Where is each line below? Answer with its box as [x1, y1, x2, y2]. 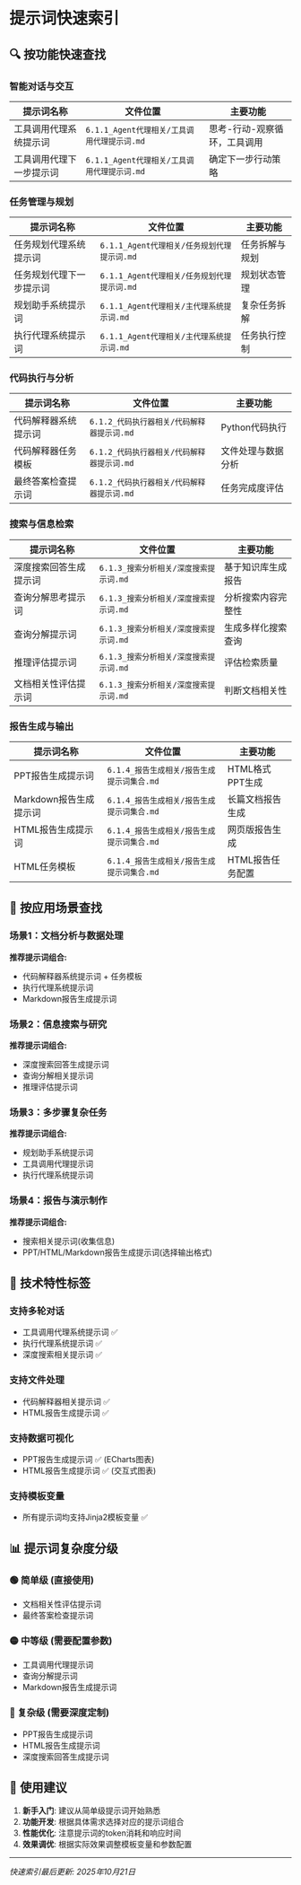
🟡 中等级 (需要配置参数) [9, 1635, 113, 1647]
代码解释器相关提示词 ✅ [21, 1396, 110, 1407]
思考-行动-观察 [209, 122, 275, 135]
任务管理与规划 [9, 195, 74, 207]
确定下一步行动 [209, 153, 272, 165]
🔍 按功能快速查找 [9, 47, 107, 62]
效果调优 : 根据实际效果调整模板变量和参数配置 [21, 1839, 193, 1850]
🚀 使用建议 [9, 1779, 67, 1795]
